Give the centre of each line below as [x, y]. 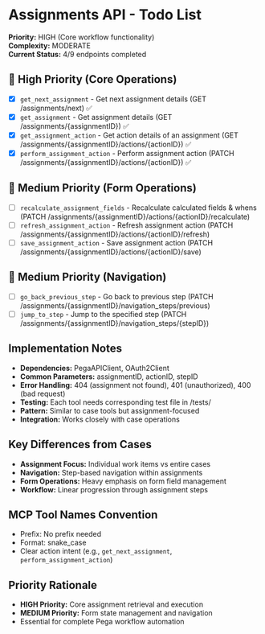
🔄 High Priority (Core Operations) [93, 79]
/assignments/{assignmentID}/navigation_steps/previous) [115, 305]
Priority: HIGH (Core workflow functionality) [82, 37]
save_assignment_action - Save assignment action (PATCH [116, 242]
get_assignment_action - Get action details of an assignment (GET [129, 135]
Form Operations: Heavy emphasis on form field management [123, 481]
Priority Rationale [53, 585]
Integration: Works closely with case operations [100, 419]
